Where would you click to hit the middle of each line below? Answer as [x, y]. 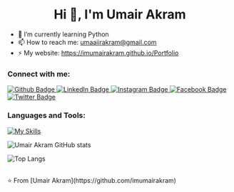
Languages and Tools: [46, 115]
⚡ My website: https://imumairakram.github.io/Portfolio [98, 53]
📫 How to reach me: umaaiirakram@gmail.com [87, 42]
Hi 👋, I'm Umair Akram [120, 15]
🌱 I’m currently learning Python [63, 34]
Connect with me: [39, 74]
